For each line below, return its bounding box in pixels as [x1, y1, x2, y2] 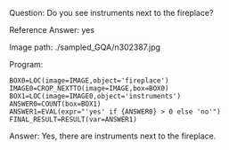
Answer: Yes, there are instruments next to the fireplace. [9, 130, 217, 141]
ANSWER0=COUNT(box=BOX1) [9, 99, 102, 108]
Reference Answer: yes [9, 25, 95, 35]
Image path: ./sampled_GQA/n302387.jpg [9, 42, 161, 52]
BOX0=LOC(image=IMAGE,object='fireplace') [9, 76, 169, 85]
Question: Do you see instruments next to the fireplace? [9, 8, 214, 18]
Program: [9, 59, 44, 69]
